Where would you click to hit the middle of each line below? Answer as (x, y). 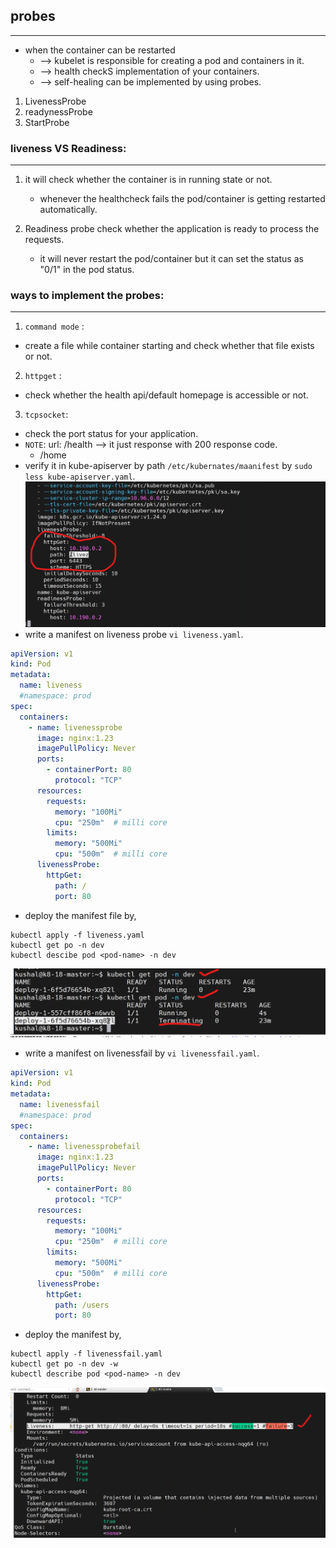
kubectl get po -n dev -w (64, 1364)
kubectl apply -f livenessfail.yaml (86, 1354)
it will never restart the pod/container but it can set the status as (171, 259)
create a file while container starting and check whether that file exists (169, 346)
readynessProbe (58, 111)
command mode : (54, 326)
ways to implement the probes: (87, 296)
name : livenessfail (60, 1104)
